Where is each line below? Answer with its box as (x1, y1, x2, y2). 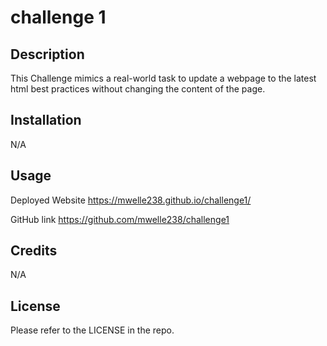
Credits (10, 242, 58, 260)
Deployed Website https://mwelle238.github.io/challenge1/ (10, 194, 252, 206)
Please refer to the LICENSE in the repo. (10, 324, 175, 336)
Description (10, 46, 85, 63)
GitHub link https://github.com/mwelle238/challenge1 (10, 213, 230, 225)
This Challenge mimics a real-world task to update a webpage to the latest (10, 72, 317, 84)
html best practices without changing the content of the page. (10, 83, 266, 95)
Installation (10, 112, 82, 129)
